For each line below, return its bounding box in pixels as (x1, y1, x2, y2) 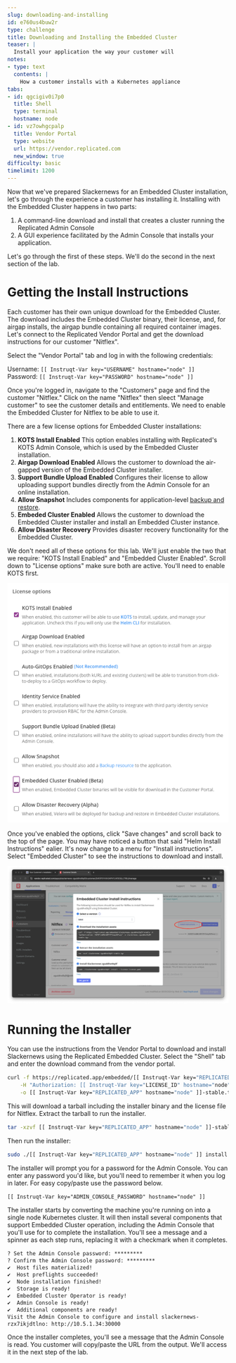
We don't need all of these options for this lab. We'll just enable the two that (7, 546, 226, 555)
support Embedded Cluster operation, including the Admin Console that (7, 1220, 215, 1229)
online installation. (17, 488, 70, 496)
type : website (13, 137, 55, 144)
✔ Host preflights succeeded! (7, 1271, 99, 1278)
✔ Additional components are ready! (7, 1306, 118, 1313)
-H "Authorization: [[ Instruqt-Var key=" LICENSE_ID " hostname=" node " (20, 1081, 231, 1089)
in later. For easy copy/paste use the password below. (7, 1179, 163, 1187)
